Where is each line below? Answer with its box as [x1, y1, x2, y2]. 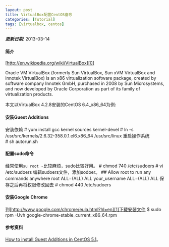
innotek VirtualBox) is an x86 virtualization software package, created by [5, 75, 156, 81]
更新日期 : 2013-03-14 [5, 36, 50, 42]
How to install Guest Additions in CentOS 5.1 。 [5, 236, 101, 242]
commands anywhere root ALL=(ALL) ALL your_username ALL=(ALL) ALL [5, 175, 159, 181]
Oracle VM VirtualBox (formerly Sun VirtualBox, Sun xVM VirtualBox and [5, 70, 155, 76]
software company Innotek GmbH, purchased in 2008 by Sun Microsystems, [5, 80, 164, 86]
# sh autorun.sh [5, 138, 38, 144]
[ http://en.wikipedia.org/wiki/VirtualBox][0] [5, 60, 94, 66]
